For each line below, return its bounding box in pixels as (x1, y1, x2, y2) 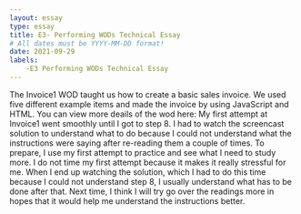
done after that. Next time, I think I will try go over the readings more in (9, 186, 275, 197)
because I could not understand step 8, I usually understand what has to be (9, 176, 293, 187)
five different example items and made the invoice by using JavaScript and (9, 98, 289, 109)
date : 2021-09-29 (9, 47, 75, 56)
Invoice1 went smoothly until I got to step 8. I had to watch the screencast (9, 117, 285, 128)
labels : (9, 56, 39, 65)
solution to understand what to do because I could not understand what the (9, 127, 293, 138)
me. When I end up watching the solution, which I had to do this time (9, 166, 266, 178)
